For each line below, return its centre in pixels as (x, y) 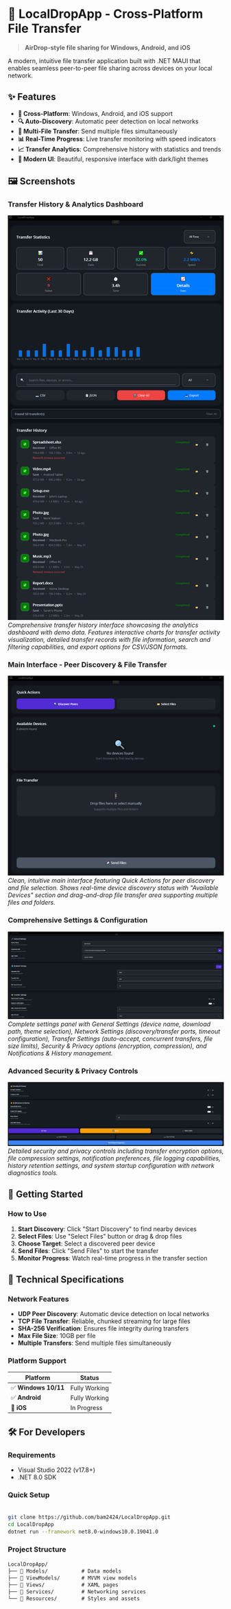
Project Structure (37, 1549)
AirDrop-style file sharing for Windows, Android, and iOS (107, 47)
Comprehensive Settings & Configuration (78, 920)
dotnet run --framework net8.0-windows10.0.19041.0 (83, 1531)
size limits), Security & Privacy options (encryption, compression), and (108, 1046)
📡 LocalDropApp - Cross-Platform (106, 14)
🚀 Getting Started (46, 1194)
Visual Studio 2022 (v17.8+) (56, 1470)
